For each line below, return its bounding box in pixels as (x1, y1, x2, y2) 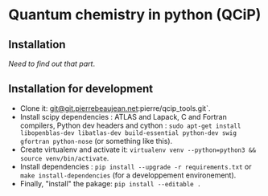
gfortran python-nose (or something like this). (19, 136, 173, 145)
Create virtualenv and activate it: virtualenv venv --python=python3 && (19, 145, 256, 154)
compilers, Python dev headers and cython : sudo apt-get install (19, 120, 241, 130)
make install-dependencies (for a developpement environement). (19, 170, 237, 180)
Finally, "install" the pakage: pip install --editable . (19, 178, 201, 188)
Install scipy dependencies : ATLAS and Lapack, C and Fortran (19, 112, 227, 121)
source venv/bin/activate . (19, 153, 109, 162)
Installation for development (8, 82, 154, 96)
